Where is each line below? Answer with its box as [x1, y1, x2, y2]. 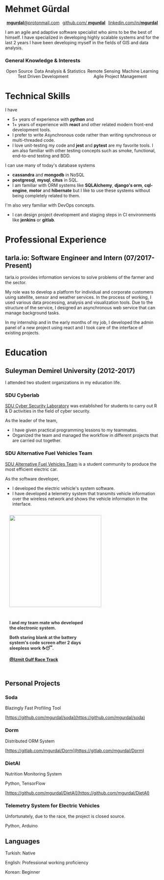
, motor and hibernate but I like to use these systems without [26, 187, 150, 193]
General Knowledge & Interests [5, 57, 81, 64]
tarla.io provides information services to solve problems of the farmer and [5, 274, 154, 280]
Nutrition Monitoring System [5, 771, 62, 777]
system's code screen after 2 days [9, 640, 81, 645]
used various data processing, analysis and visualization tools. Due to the [5, 299, 153, 305]
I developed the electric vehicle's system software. [12, 485, 115, 491]
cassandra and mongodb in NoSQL [12, 172, 85, 178]
